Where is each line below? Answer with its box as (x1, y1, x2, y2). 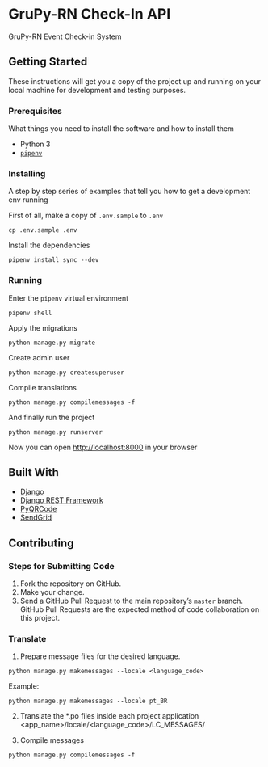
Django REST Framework (19, 495, 103, 505)
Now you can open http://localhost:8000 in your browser (8, 442, 198, 452)
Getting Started (8, 55, 88, 69)
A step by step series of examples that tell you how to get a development (8, 187, 251, 196)
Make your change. (19, 588, 85, 597)
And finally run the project (8, 412, 95, 422)
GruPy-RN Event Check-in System (8, 32, 123, 41)
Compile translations (8, 382, 77, 392)
